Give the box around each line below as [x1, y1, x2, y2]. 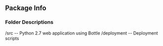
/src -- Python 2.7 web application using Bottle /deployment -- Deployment [5, 30, 158, 36]
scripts [5, 35, 19, 41]
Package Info [5, 4, 46, 12]
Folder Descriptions [5, 19, 53, 26]
